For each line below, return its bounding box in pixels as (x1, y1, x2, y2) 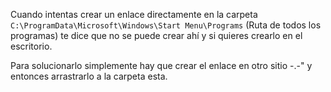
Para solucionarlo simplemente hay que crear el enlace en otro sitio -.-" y (10, 60, 313, 71)
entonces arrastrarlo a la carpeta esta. (10, 70, 168, 82)
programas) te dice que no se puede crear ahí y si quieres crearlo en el (10, 30, 303, 41)
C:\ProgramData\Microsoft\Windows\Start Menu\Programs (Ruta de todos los (10, 19, 322, 31)
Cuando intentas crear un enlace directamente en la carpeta (10, 9, 258, 20)
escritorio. (10, 40, 53, 52)
